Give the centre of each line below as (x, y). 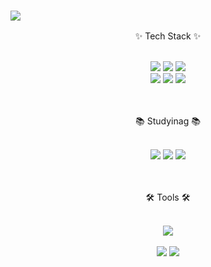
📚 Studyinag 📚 (168, 121)
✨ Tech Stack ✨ (168, 36)
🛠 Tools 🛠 (168, 197)
